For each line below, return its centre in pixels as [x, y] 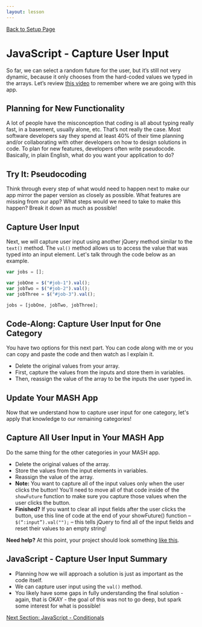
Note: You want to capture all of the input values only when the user [100, 483]
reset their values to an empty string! [61, 528]
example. [17, 261]
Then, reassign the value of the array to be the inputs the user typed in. [103, 379]
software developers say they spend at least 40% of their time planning [95, 136]
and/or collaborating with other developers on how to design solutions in [96, 142]
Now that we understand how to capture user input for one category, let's [98, 412]
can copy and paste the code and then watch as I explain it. [80, 354]
